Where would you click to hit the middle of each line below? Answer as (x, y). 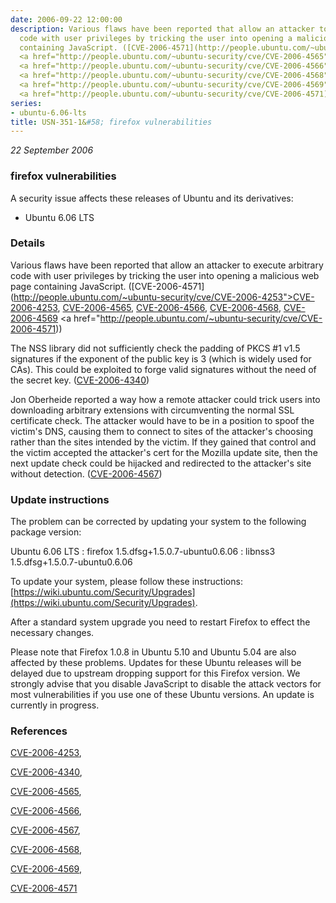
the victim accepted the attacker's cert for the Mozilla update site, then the (164, 452)
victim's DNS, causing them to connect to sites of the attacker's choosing (162, 431)
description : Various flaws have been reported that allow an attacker (162, 29)
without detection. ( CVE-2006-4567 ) (86, 473)
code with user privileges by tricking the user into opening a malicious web (165, 275)
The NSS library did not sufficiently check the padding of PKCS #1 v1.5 (155, 348)
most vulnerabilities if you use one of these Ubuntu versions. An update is (162, 695)
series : (26, 103)
